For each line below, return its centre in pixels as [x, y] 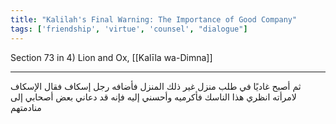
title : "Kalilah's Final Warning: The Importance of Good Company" [154, 19]
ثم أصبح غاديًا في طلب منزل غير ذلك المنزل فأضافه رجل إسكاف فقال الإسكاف [156, 86]
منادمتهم [26, 107]
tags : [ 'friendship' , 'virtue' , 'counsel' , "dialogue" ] [129, 29]
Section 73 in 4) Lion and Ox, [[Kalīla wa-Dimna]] [111, 57]
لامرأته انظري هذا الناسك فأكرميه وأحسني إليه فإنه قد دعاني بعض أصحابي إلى [153, 97]
